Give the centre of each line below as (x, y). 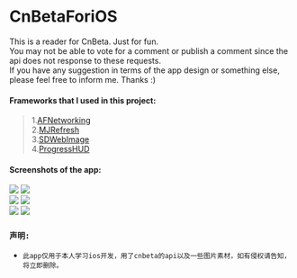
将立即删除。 (43, 265)
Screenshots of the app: (55, 169)
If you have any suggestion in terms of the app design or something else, (145, 70)
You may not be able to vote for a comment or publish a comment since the (149, 50)
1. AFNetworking (61, 121)
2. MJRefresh (55, 130)
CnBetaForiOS (63, 17)
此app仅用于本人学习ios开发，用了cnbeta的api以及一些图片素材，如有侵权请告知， (156, 256)
